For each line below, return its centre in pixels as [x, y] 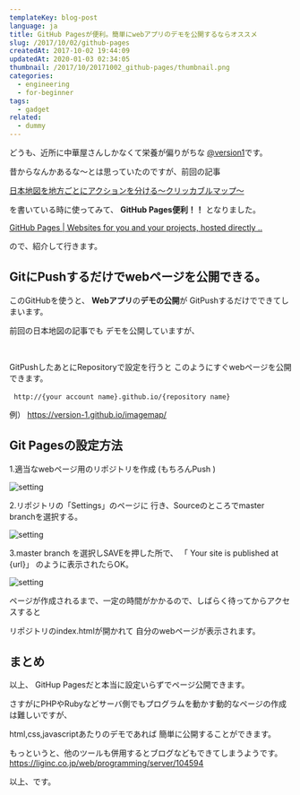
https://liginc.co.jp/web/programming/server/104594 [107, 764]
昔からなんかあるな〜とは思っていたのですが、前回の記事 [115, 172]
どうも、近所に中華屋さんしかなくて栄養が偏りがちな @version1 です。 [138, 152]
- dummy [32, 126]
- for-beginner [46, 92]
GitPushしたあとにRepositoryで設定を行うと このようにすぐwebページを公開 [150, 367]
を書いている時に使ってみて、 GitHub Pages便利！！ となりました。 [135, 210]
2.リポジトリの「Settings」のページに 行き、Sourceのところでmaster [137, 505]
